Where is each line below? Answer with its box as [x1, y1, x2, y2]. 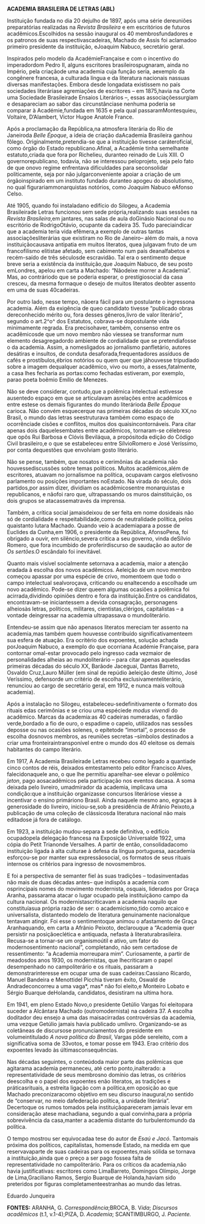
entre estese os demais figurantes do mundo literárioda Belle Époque [7, 401, 181, 408]
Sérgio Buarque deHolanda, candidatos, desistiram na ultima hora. [7, 989, 174, 996]
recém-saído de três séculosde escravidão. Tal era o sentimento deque [7, 254, 187, 261]
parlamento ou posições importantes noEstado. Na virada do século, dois [7, 478, 192, 485]
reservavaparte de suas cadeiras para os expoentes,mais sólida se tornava [7, 1148, 196, 1155]
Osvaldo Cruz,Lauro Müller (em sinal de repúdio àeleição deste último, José [7, 669, 198, 676]
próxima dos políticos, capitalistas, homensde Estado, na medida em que [7, 1142, 190, 1148]
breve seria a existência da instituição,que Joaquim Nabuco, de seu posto [7, 260, 193, 268]
